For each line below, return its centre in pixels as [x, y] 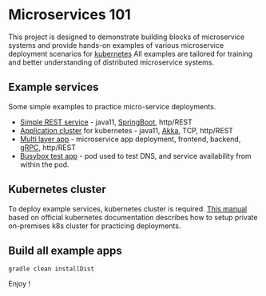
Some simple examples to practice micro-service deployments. [112, 106]
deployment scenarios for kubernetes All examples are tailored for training [131, 53]
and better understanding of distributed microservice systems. [111, 62]
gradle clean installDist [51, 269]
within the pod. [44, 164]
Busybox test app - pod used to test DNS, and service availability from [135, 156]
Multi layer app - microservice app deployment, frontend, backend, [130, 139]
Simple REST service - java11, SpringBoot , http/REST [106, 122]
